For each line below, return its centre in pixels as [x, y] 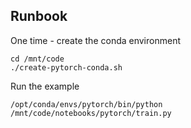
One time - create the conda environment [95, 40]
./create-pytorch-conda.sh [66, 67]
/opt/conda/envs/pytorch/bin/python [86, 104]
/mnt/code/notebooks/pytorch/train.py [91, 113]
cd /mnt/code [37, 59]
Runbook [39, 16]
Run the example [45, 86]
